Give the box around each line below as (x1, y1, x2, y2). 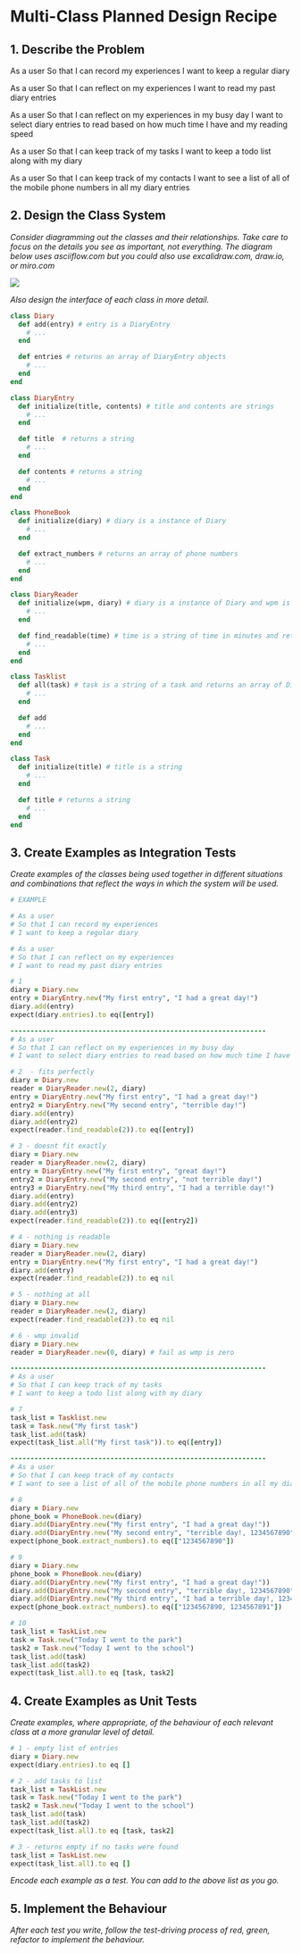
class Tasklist (10, 672, 67, 681)
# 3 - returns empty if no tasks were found (10, 1842, 179, 1851)
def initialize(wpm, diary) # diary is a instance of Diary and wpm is (18, 598, 291, 608)
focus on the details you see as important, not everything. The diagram (10, 241, 273, 252)
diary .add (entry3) (10, 1208, 79, 1217)
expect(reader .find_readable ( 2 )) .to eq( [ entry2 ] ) (10, 1216, 199, 1225)
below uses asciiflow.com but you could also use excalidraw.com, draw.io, (10, 250, 285, 261)
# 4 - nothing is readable (10, 1232, 111, 1241)
